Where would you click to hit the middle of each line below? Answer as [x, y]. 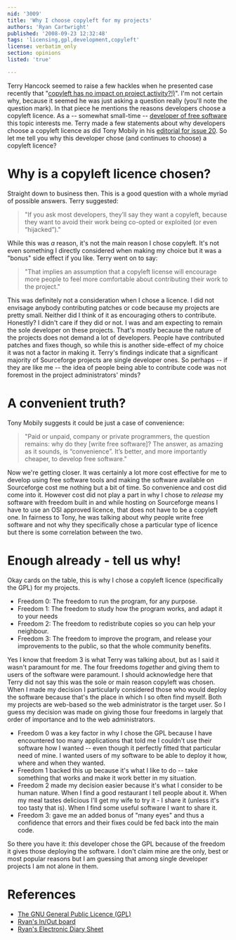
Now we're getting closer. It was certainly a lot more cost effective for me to [117, 472]
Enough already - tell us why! [94, 560]
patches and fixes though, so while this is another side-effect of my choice [116, 345]
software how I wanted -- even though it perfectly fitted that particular [119, 748]
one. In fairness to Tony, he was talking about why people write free [105, 517]
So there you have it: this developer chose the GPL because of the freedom [116, 844]
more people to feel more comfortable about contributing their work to [126, 279]
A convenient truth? [67, 403]
